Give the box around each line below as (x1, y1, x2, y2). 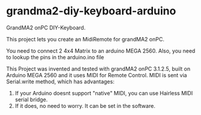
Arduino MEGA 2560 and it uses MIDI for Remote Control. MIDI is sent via (6, 71, 187, 78)
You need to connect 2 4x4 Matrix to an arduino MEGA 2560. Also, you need (6, 47, 196, 55)
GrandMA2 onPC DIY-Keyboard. (6, 24, 86, 31)
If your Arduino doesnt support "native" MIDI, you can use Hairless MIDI (14, 89, 193, 96)
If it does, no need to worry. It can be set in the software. (14, 102, 156, 109)
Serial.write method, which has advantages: (6, 78, 115, 85)
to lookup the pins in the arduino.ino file (6, 53, 104, 60)
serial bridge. (14, 96, 48, 103)
